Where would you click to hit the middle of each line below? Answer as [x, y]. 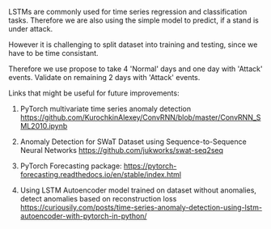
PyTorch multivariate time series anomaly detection [106, 109]
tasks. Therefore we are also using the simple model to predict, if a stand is [133, 20]
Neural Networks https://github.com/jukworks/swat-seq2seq [122, 150]
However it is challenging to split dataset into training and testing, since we [133, 45]
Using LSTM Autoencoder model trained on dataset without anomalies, [138, 190]
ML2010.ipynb [44, 126]
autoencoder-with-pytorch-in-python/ [83, 216]
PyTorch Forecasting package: [71, 166]
